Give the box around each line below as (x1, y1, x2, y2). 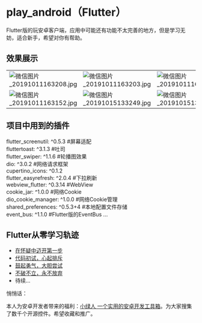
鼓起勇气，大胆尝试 (14, 262, 63, 269)
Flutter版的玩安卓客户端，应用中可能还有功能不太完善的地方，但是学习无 (6, 26, 186, 34)
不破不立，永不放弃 (14, 269, 63, 277)
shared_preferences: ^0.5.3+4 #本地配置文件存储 (6, 203, 128, 211)
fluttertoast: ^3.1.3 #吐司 (6, 145, 66, 152)
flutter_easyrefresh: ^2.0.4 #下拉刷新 (6, 174, 97, 181)
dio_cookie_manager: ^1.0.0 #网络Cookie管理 (6, 195, 118, 203)
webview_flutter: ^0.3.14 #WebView (6, 181, 93, 188)
